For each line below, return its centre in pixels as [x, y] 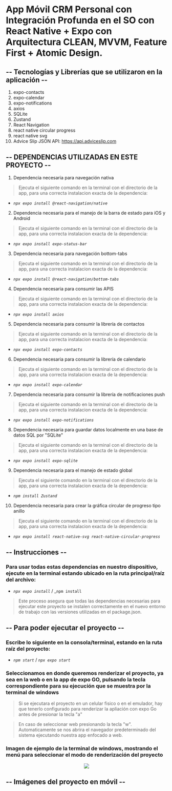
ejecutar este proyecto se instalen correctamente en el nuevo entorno [92, 606]
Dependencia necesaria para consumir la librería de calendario [79, 359]
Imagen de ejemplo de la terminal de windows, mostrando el [82, 748]
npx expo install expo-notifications [53, 420]
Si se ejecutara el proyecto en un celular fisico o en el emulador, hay [90, 703]
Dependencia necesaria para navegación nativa [63, 177]
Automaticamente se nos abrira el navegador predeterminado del [87, 730]
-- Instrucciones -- [36, 553]
